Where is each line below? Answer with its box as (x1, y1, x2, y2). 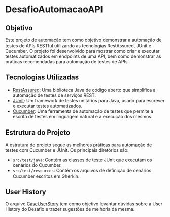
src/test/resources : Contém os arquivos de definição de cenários (12, 167, 152, 173)
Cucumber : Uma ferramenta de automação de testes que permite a (12, 108, 153, 114)
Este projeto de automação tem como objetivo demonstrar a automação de (5, 37, 162, 43)
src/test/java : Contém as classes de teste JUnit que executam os (12, 157, 152, 163)
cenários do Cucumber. (12, 162, 62, 168)
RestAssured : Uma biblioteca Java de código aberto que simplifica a (12, 86, 156, 93)
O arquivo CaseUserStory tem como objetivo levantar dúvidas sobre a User (5, 201, 163, 207)
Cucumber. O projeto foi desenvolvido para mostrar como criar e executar (5, 48, 160, 54)
